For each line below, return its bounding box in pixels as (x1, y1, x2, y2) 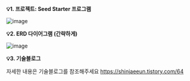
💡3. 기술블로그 (6, 55, 41, 62)
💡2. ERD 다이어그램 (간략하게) (6, 30, 78, 37)
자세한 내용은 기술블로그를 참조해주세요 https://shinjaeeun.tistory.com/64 (6, 68, 184, 75)
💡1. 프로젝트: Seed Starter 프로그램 (6, 5, 92, 12)
